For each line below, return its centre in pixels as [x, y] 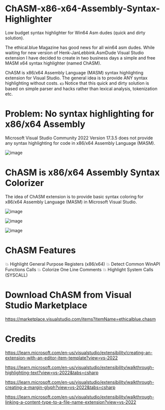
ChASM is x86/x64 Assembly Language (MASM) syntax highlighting [74, 72]
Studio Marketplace [46, 305]
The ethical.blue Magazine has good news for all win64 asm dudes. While [80, 47]
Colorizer [25, 183]
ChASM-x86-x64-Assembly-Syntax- [82, 9]
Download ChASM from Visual [68, 295]
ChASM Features [41, 250]
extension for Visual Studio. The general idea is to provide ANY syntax [76, 78]
